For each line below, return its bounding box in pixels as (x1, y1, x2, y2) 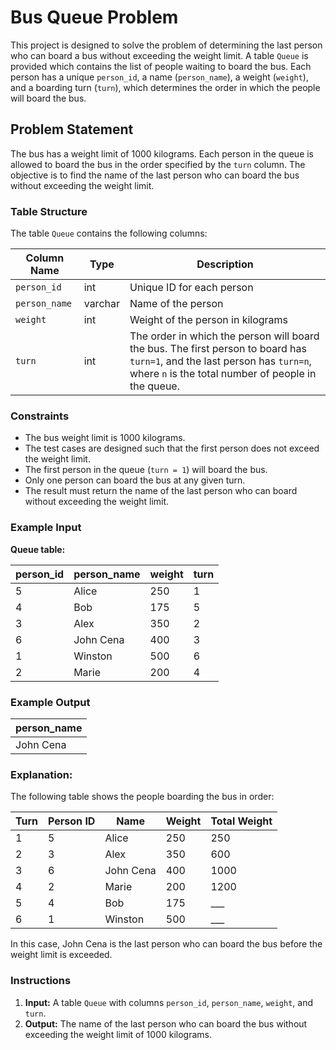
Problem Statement (10, 121, 134, 138)
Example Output (10, 695, 91, 709)
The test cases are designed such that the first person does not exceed (24, 442, 320, 455)
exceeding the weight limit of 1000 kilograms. (24, 1028, 213, 1040)
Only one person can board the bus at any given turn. (24, 474, 246, 486)
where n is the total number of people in (129, 367, 317, 381)
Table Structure (10, 204, 88, 218)
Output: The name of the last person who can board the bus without (24, 1017, 308, 1030)
